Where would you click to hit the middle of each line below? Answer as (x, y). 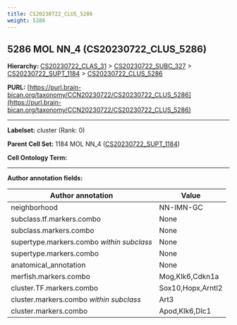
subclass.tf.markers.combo (56, 219)
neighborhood (35, 207)
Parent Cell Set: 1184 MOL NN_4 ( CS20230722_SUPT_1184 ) (94, 144)
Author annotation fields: (45, 178)
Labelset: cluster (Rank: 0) (46, 130)
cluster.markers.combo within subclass (76, 300)
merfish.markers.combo (50, 277)
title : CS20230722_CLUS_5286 (50, 14)
